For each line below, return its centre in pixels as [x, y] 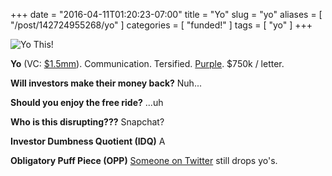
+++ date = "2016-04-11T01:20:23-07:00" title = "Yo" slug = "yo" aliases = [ [166, 14]
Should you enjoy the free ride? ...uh [87, 102]
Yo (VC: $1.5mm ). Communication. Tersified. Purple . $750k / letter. [147, 63]
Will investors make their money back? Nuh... [106, 83]
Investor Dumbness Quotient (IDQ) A [88, 141]
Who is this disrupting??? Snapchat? [87, 122]
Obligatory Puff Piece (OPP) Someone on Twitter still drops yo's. [144, 160]
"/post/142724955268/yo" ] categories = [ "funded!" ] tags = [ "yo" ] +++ [161, 25]
